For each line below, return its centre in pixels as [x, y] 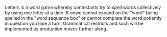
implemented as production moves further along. [56, 29]
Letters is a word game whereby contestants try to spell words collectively [83, 7]
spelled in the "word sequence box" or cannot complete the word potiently [83, 18]
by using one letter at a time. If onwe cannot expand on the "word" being [81, 13]
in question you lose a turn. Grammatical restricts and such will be [74, 23]
